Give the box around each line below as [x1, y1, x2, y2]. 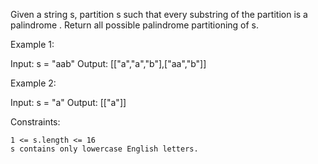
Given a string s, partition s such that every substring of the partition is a [10, 9, 308, 20]
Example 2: [10, 77, 57, 89]
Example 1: [10, 39, 55, 50]
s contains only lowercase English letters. [10, 144, 199, 154]
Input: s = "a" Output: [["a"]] [10, 97, 127, 108]
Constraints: [10, 116, 61, 128]
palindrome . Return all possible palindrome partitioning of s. [10, 19, 260, 31]
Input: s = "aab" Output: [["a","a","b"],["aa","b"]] [10, 58, 207, 69]
